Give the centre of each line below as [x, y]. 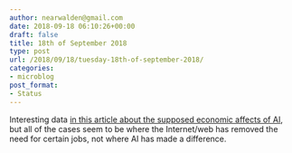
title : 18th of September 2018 [68, 43]
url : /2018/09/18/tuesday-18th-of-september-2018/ [107, 60]
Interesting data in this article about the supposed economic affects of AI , [146, 120]
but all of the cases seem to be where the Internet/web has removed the [144, 129]
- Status [26, 93]
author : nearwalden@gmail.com [66, 18]
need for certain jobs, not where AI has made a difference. [118, 139]
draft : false [34, 34]
